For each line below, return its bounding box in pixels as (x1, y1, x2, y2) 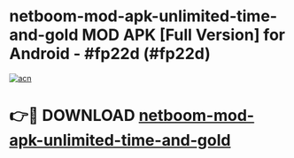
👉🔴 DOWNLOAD (9, 106, 135, 125)
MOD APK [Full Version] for (81, 25, 286, 45)
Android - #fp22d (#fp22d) (9, 44, 211, 64)
